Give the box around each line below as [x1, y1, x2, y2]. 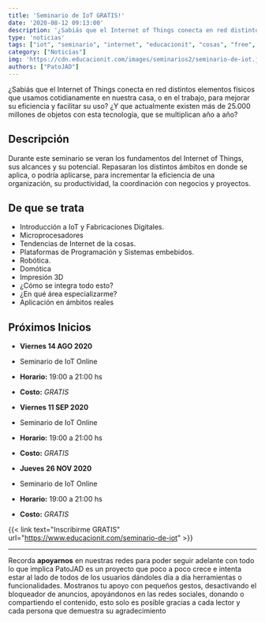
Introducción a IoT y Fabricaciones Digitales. [19, 222, 164, 232]
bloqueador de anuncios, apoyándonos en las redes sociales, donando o [8, 589, 244, 599]
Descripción [8, 132, 69, 146]
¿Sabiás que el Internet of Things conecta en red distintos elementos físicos [8, 84, 255, 94]
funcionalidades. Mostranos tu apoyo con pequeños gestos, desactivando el [8, 581, 257, 591]
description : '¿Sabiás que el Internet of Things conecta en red [8, 26, 227, 34]
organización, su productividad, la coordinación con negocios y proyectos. [8, 178, 251, 188]
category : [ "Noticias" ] [8, 48, 87, 56]
